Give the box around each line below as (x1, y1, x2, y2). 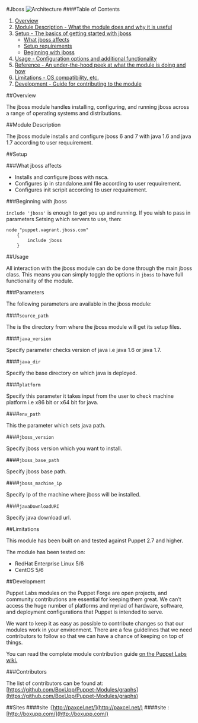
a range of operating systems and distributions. (6, 110, 122, 117)
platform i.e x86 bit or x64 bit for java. (6, 399, 99, 405)
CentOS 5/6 (14, 567, 44, 573)
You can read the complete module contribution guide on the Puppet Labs (6, 650, 187, 657)
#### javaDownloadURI (6, 502, 59, 510)
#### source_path (6, 312, 49, 319)
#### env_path (6, 410, 41, 417)
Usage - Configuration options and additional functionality (14, 55, 157, 62)
